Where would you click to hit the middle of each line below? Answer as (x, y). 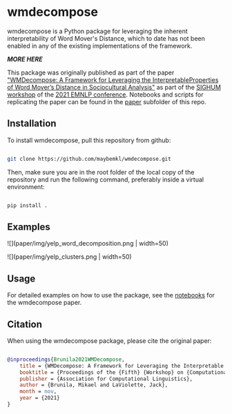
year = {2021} (40, 398)
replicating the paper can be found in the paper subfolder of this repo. (107, 101)
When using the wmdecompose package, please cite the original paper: (109, 341)
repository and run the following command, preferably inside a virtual (106, 179)
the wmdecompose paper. (45, 303)
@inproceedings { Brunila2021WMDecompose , (66, 359)
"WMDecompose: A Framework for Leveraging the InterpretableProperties (113, 79)
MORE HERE (25, 59)
